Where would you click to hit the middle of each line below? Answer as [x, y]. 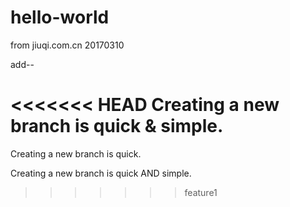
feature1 [201, 192]
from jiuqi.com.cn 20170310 [67, 45]
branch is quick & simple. [117, 126]
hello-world [60, 17]
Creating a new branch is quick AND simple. [101, 173]
